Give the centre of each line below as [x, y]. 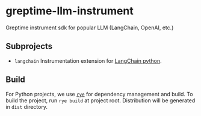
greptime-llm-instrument [70, 11]
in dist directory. [26, 106]
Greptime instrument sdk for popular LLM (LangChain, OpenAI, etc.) [90, 28]
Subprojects [29, 46]
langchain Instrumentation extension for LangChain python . [88, 60]
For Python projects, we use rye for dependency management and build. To [99, 94]
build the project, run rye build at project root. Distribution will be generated [100, 100]
